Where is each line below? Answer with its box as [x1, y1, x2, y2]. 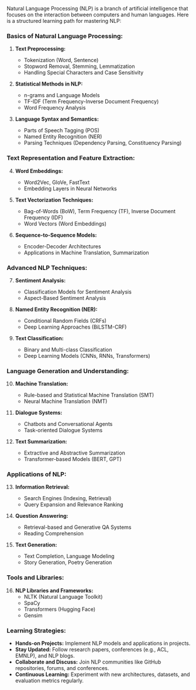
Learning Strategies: [6, 626, 66, 634]
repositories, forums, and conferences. [15, 665, 109, 672]
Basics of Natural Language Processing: [6, 32, 123, 40]
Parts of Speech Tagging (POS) [23, 127, 100, 134]
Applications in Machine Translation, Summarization [23, 249, 149, 256]
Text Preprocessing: [15, 45, 66, 52]
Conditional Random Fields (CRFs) [23, 317, 107, 324]
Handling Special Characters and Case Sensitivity [23, 69, 144, 76]
